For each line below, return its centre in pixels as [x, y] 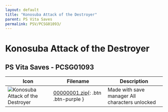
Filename [78, 81]
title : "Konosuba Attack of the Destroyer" [51, 15]
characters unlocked [131, 102]
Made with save [126, 90]
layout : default [22, 10]
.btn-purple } [68, 99]
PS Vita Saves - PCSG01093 [49, 67]
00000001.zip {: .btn [77, 93]
